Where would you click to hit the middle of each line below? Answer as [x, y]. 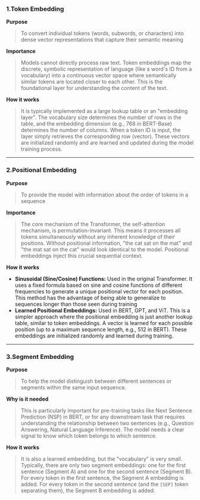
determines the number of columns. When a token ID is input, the [101, 130]
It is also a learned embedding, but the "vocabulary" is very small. [101, 459]
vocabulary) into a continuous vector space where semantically [99, 76]
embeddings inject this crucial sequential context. [82, 255]
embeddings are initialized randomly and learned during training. [94, 336]
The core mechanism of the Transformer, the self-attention [93, 224]
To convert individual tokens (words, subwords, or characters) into [102, 33]
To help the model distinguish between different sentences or [96, 381]
